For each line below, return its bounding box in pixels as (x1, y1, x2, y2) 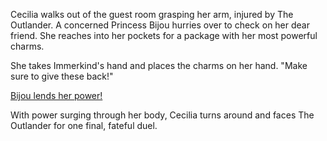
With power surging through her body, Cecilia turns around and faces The (10, 109, 315, 121)
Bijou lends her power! (10, 90, 103, 101)
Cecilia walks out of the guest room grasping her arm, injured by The (10, 9, 294, 20)
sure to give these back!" (10, 70, 114, 82)
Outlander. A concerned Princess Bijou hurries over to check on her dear (10, 19, 310, 31)
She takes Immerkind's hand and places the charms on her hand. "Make (10, 60, 308, 71)
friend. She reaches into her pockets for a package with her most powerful (10, 30, 318, 41)
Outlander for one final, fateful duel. (10, 120, 158, 131)
